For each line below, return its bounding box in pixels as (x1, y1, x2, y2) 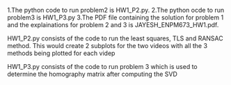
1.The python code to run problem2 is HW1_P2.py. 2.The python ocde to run (7, 6, 225, 14)
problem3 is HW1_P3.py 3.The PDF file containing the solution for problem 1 (7, 13, 224, 22)
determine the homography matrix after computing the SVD (7, 70, 177, 78)
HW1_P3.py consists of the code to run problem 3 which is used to (7, 63, 198, 70)
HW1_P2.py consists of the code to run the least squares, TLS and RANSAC (7, 34, 224, 42)
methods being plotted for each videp (7, 49, 115, 57)
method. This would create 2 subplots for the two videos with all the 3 (7, 42, 207, 49)
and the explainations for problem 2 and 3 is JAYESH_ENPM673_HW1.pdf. (7, 21, 219, 29)
